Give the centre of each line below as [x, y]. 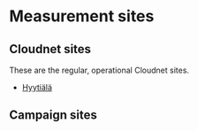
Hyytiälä [37, 87]
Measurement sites [82, 16]
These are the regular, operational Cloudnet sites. [99, 70]
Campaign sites [53, 116]
